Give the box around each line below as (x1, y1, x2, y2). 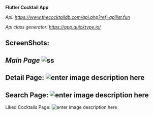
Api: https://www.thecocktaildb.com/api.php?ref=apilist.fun (5, 14, 131, 20)
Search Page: (5, 91, 49, 99)
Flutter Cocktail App (5, 5, 49, 10)
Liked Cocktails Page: (5, 104, 51, 110)
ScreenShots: (5, 39, 50, 47)
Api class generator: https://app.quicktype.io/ (5, 24, 101, 30)
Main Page (5, 56, 40, 65)
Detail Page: (5, 73, 45, 82)
